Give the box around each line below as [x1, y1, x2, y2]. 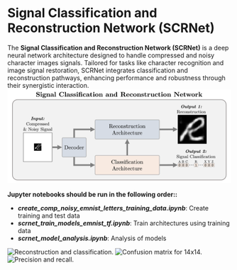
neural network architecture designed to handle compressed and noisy [7, 51, 215, 60]
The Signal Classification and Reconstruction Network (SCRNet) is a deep [7, 43, 229, 52]
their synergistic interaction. [7, 81, 89, 89]
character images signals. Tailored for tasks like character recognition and [7, 58, 224, 67]
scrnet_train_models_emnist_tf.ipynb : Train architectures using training [17, 218, 231, 227]
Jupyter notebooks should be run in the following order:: [7, 190, 178, 198]
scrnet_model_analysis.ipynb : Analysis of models [17, 234, 167, 242]
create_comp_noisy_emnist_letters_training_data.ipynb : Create [17, 203, 209, 212]
